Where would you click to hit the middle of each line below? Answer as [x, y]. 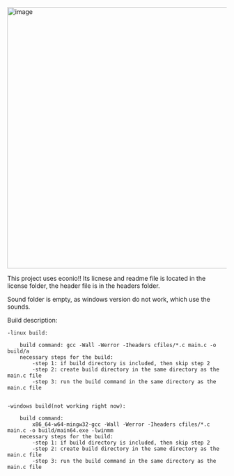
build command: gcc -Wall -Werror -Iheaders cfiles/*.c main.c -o [118, 345]
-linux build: [28, 333]
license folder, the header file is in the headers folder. [84, 286]
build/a [18, 351]
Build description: [32, 320]
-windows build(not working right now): [67, 406]
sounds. [19, 307]
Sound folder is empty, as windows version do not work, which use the [109, 299]
